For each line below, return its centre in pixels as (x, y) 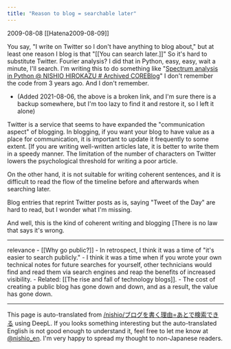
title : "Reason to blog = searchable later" (72, 13)
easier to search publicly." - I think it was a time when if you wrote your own (114, 257)
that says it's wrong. (36, 230)
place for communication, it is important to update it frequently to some (108, 139)
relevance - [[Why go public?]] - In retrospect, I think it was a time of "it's (111, 250)
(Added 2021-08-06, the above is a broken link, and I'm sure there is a (117, 96)
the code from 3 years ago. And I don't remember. (78, 83)
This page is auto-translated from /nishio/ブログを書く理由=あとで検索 (107, 315)
